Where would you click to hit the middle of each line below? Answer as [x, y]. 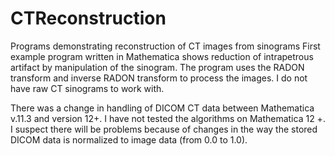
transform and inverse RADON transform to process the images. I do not [159, 78]
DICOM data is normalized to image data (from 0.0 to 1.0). [129, 139]
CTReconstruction [88, 18]
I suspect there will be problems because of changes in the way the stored [164, 129]
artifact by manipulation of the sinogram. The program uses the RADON [157, 67]
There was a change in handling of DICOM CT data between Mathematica [162, 108]
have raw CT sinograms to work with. [87, 88]
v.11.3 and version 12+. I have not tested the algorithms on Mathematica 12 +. [168, 118]
